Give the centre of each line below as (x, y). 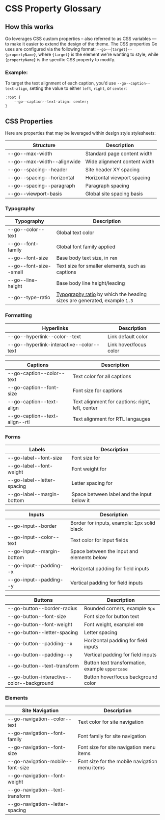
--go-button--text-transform (43, 666)
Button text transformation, (115, 663)
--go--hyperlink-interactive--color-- (54, 345)
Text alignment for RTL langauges (112, 419)
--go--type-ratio (29, 298)
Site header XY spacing (112, 170)
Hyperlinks (55, 328)
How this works (29, 27)
